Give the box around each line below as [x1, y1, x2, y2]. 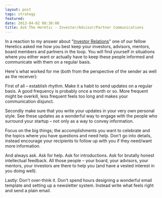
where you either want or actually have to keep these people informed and [5, 54, 154, 60]
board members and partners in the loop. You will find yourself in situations [5, 49, 155, 55]
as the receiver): [5, 74, 38, 80]
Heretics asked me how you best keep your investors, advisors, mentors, [5, 44, 150, 49]
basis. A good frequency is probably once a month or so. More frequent [5, 88, 148, 94]
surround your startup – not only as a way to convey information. [5, 118, 134, 124]
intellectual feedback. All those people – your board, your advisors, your [5, 158, 148, 164]
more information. [5, 143, 41, 149]
